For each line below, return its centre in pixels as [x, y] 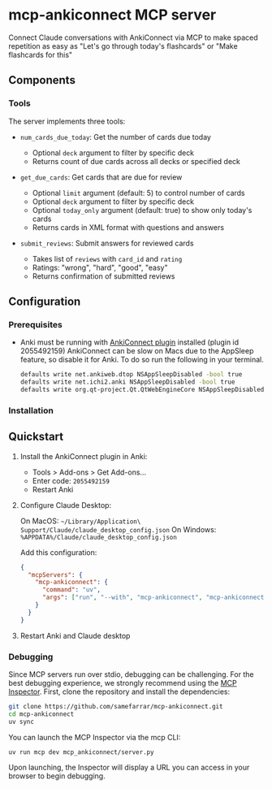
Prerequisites [35, 324]
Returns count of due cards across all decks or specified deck [136, 161]
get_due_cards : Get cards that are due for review [101, 177]
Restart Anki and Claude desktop [75, 635]
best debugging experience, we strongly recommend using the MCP [123, 683]
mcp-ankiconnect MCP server [112, 15]
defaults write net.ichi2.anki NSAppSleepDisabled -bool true [127, 382]
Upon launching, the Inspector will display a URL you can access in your [129, 767]
